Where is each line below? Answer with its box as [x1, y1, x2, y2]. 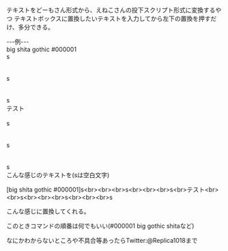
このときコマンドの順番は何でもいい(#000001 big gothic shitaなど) [6, 222, 195, 230]
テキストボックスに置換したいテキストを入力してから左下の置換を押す [14, 14, 211, 23]
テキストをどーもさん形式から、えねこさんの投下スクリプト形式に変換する [6, 6, 216, 14]
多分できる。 [18, 23, 55, 31]
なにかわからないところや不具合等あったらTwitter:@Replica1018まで [6, 237, 198, 244]
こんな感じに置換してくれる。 [6, 207, 90, 215]
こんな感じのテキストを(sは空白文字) [6, 171, 110, 179]
